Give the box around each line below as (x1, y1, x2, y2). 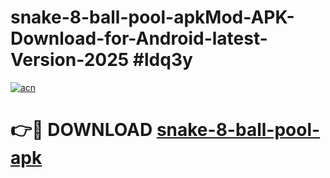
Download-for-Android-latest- (10, 27, 268, 50)
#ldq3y (132, 49, 193, 71)
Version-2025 (10, 49, 130, 71)
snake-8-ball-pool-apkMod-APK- (10, 6, 295, 29)
